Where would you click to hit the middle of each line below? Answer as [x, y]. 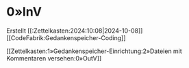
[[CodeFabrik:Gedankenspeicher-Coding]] [66, 37]
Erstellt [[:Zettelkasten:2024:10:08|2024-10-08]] [75, 31]
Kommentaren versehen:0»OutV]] [54, 58]
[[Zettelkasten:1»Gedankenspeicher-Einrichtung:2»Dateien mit [94, 51]
